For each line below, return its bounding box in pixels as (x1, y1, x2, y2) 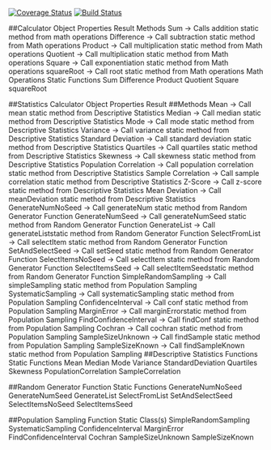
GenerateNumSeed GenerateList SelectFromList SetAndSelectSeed (8, 391, 233, 401)
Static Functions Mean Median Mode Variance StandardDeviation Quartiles (8, 358, 257, 367)
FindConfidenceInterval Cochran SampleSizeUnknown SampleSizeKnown (8, 432, 255, 442)
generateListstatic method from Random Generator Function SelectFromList (8, 229, 261, 238)
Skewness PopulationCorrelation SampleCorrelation (8, 366, 181, 376)
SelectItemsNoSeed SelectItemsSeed (8, 400, 133, 409)
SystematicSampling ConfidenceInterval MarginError (8, 424, 184, 433)
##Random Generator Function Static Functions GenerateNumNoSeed (8, 382, 243, 392)
